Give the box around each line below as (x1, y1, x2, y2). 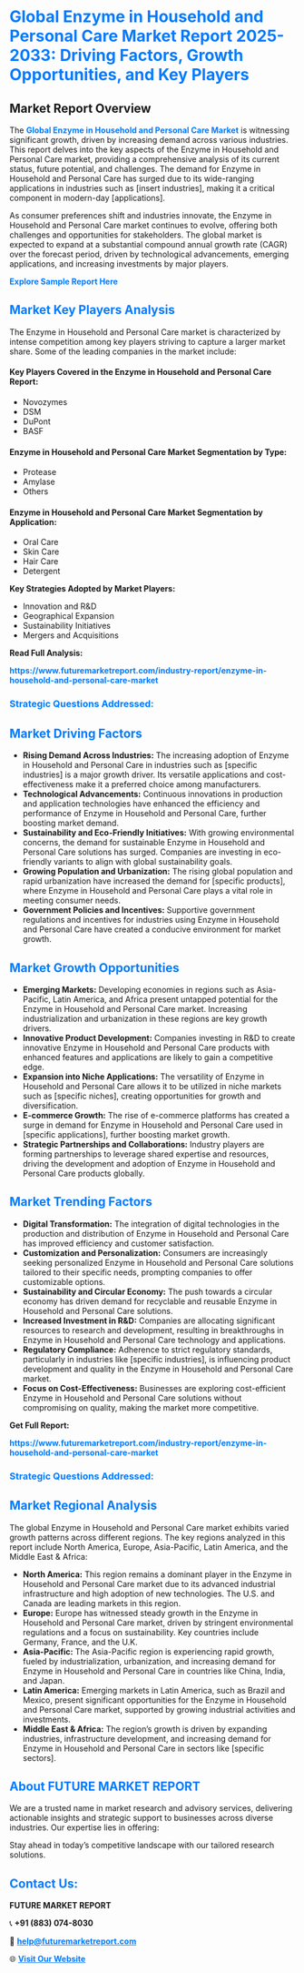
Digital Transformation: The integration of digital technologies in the (22, 1218, 279, 1229)
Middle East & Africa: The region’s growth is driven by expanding (22, 1723, 268, 1735)
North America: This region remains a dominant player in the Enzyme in (22, 1568, 292, 1580)
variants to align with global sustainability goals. (54, 856, 233, 867)
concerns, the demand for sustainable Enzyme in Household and (22, 837, 266, 848)
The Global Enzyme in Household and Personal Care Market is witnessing (9, 125, 290, 136)
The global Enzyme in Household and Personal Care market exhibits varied (9, 1522, 289, 1533)
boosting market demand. (22, 817, 120, 829)
